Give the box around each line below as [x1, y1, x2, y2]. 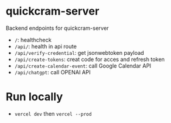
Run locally [5, 90, 63, 104]
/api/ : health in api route [14, 43, 77, 50]
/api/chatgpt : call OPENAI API [14, 68, 91, 76]
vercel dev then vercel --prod [14, 110, 92, 117]
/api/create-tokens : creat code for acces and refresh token [14, 55, 165, 63]
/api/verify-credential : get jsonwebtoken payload [14, 49, 144, 56]
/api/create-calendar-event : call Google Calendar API [14, 62, 152, 69]
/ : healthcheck [14, 36, 52, 43]
